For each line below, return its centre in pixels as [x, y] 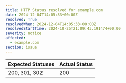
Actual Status [76, 64]
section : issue [21, 47]
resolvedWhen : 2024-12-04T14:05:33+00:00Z [51, 24]
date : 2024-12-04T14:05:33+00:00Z [42, 15]
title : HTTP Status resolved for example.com [54, 10]
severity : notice [24, 33]
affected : [16, 38]
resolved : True [21, 19]
